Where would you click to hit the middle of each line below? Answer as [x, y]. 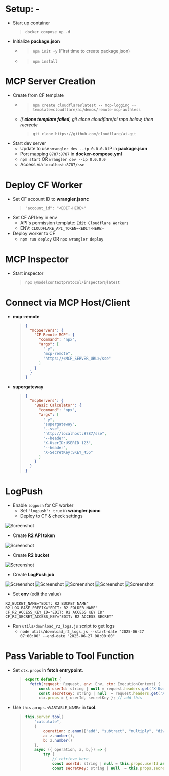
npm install [45, 61]
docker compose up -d [48, 32]
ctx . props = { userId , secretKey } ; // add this [90, 698]
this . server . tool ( [44, 717]
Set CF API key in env [35, 217]
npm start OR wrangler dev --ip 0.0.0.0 [63, 159]
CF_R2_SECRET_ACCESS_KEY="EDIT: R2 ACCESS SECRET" [59, 617]
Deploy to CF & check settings [51, 516]
